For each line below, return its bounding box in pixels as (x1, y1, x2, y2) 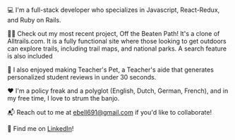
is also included (7, 52, 53, 60)
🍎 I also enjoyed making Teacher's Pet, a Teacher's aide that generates (7, 65, 214, 74)
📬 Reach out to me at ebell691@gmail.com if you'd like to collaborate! (7, 108, 212, 116)
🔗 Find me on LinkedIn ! (7, 125, 74, 132)
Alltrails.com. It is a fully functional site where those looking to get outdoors (7, 37, 227, 45)
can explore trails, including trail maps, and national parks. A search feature (7, 44, 227, 53)
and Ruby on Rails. (7, 16, 61, 24)
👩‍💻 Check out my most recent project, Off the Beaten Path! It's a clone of (7, 30, 220, 37)
